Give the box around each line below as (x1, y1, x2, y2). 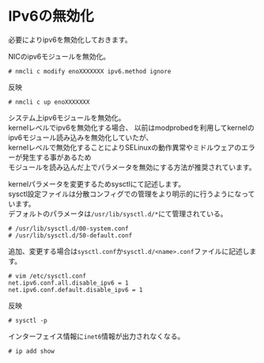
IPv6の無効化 (8, 7, 94, 25)
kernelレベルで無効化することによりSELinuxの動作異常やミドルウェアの (8, 142, 242, 152)
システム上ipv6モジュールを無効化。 (8, 112, 126, 123)
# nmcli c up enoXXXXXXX (8, 98, 90, 106)
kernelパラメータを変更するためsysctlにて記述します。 (8, 179, 186, 188)
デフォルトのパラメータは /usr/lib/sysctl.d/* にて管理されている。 (8, 209, 228, 218)
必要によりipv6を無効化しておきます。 (8, 35, 132, 44)
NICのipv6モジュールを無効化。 (8, 51, 111, 61)
